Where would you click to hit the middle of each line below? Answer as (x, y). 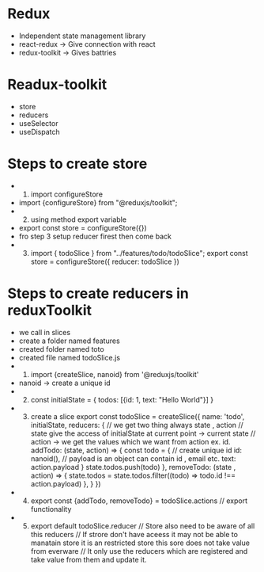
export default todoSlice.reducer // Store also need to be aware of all (143, 526)
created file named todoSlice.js (69, 357)
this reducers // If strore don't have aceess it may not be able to (134, 534)
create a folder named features (69, 341)
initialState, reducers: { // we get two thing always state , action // (137, 425)
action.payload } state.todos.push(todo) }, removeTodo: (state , (133, 467)
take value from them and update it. (89, 559)
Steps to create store (77, 164)
